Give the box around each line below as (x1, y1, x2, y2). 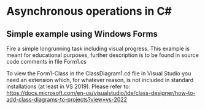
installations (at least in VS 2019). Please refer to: (6, 83, 131, 90)
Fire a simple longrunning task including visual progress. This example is (6, 45, 190, 52)
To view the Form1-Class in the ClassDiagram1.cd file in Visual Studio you (6, 70, 191, 77)
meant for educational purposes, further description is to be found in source (6, 51, 199, 59)
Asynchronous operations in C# (6, 4, 172, 18)
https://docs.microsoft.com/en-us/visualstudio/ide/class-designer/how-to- (6, 89, 196, 96)
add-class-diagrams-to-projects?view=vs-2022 (6, 96, 128, 103)
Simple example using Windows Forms (6, 29, 158, 39)
